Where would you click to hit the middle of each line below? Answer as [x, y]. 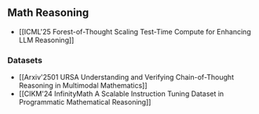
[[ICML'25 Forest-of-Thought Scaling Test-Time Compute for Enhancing [135, 31]
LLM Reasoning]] [46, 40]
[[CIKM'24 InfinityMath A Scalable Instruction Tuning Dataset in [121, 94]
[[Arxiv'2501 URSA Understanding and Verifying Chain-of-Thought [126, 77]
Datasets [25, 60]
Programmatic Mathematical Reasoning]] [85, 102]
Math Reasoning [48, 13]
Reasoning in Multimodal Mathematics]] [83, 86]
